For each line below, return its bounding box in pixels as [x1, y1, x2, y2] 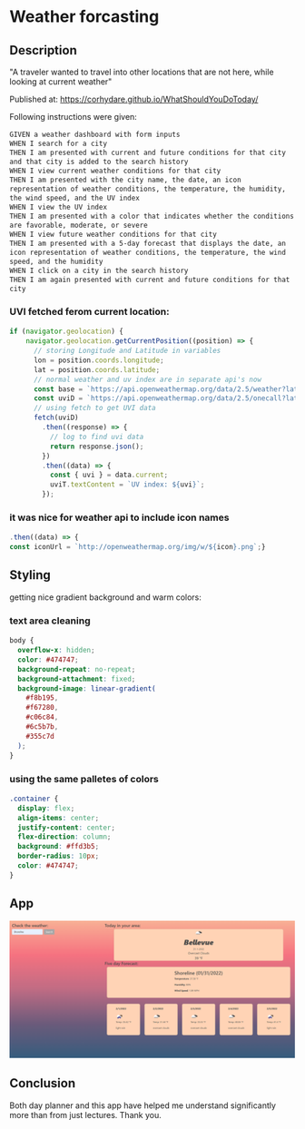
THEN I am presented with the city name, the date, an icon [9, 175, 242, 184]
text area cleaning [9, 614, 91, 627]
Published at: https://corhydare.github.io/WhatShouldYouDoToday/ [9, 93, 259, 104]
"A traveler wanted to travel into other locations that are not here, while [9, 66, 274, 77]
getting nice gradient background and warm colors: [9, 592, 202, 603]
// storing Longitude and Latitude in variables [33, 347, 221, 356]
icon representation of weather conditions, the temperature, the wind [9, 248, 286, 257]
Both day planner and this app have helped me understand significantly [9, 1100, 277, 1111]
